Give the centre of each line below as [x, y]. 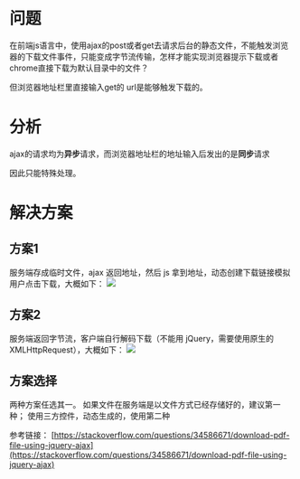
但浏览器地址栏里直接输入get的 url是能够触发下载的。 [108, 87]
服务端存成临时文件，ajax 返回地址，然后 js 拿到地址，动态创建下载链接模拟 [150, 272]
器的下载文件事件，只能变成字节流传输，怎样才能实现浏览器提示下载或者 [144, 56]
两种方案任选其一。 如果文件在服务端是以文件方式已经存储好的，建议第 [141, 404]
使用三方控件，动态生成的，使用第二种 [98, 416]
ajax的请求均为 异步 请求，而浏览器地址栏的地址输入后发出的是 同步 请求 [140, 154]
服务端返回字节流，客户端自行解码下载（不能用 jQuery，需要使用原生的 [141, 338]
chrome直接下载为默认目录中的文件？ [79, 68]
